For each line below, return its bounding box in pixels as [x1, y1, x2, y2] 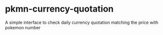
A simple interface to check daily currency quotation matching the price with [5, 19, 159, 25]
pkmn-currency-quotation [5, 3, 114, 15]
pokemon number [5, 24, 41, 30]
